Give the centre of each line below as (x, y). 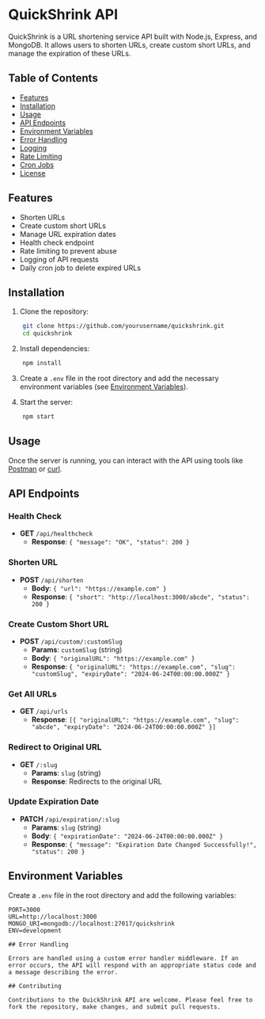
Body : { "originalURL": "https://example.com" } (113, 658)
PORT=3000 (25, 910)
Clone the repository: (54, 311)
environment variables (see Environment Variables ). (104, 387)
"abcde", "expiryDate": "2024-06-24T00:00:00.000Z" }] (123, 727)
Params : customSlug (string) (77, 649)
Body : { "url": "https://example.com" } (99, 588)
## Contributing (35, 986)
